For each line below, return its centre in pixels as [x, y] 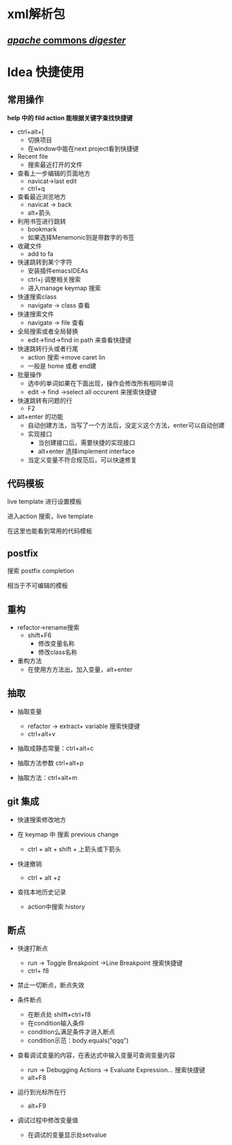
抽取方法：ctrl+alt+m [47, 777]
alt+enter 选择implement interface [86, 451]
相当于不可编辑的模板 [37, 585]
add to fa [41, 254]
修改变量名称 [56, 643]
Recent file [33, 156]
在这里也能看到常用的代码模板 [50, 531]
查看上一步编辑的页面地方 [54, 173]
